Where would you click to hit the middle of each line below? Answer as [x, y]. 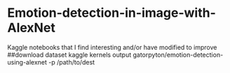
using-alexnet [27, 62]
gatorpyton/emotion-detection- [178, 55]
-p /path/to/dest [72, 62]
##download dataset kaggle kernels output [69, 55]
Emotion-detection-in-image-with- [111, 13]
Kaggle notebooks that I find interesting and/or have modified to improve [112, 47]
